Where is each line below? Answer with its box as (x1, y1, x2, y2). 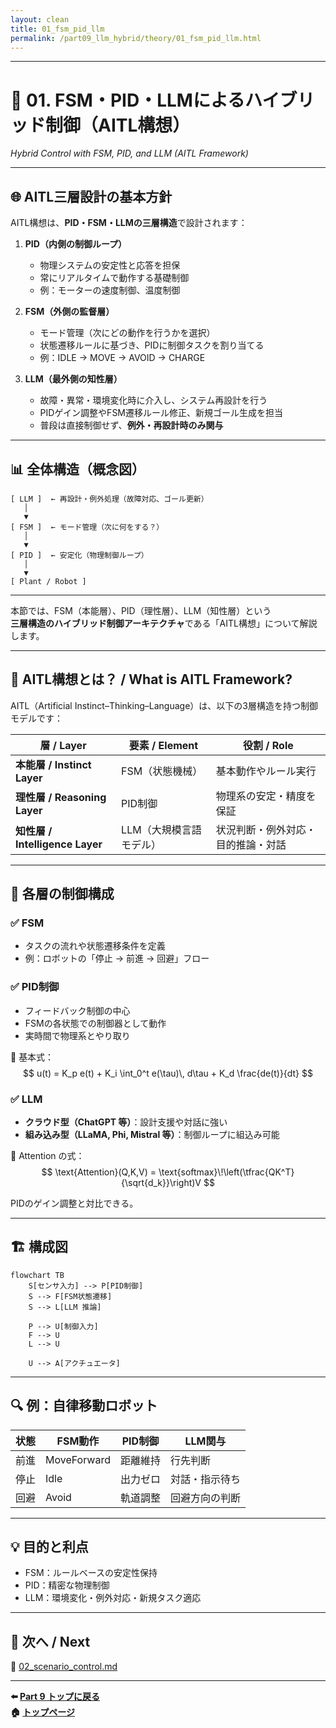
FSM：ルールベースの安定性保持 (24, 1567, 158, 1579)
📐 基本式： (10, 1051, 55, 1063)
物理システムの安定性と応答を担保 (39, 259, 181, 271)
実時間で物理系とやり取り (24, 1029, 131, 1041)
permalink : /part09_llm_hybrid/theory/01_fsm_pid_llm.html (10, 33, 262, 43)
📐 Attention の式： (10, 1150, 85, 1162)
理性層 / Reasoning (15, 790, 107, 804)
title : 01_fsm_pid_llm (10, 24, 105, 34)
